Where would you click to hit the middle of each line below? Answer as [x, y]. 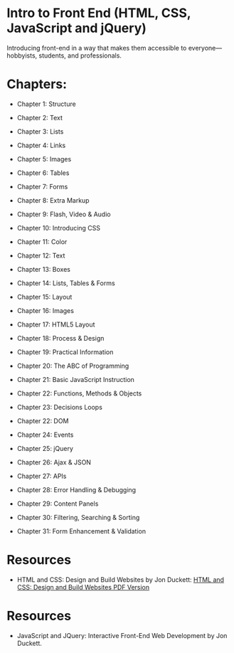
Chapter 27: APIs [42, 476]
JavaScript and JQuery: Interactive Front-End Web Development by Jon [122, 635]
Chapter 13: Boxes [43, 269]
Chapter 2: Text [40, 117]
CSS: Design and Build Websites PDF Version [83, 587]
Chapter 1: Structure [46, 104]
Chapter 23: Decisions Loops [59, 407]
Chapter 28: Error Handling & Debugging [76, 489]
